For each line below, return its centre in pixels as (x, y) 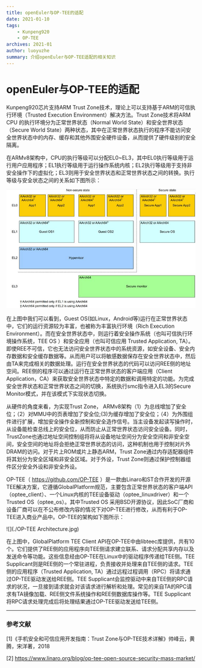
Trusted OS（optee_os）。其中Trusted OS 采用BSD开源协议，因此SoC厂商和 (100, 502)
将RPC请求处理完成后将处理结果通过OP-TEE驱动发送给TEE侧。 (84, 602)
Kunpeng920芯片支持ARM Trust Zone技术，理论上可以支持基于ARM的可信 (98, 107)
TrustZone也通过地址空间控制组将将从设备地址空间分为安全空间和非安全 (95, 437)
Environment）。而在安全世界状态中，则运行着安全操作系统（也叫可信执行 (97, 334)
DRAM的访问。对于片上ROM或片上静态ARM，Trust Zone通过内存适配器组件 (100, 452)
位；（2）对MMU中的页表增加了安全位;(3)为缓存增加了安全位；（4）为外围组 (100, 414)
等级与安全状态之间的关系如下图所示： (54, 180)
